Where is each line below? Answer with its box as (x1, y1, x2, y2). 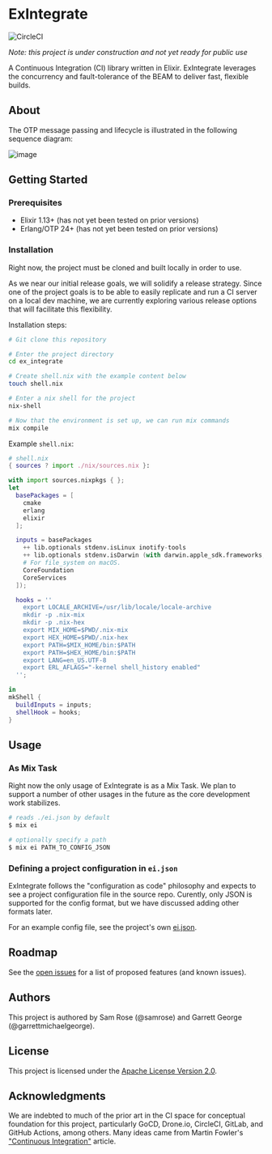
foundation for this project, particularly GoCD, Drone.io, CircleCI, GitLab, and (8, 1119, 263, 1129)
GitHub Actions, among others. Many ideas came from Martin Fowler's (8, 1128, 244, 1138)
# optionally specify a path (8, 836, 107, 844)
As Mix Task (8, 762, 57, 774)
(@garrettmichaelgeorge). (8, 1020, 96, 1030)
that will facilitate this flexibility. (8, 304, 113, 314)
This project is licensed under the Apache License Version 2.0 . (8, 1066, 217, 1076)
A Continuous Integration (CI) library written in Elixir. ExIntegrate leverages (8, 62, 257, 73)
